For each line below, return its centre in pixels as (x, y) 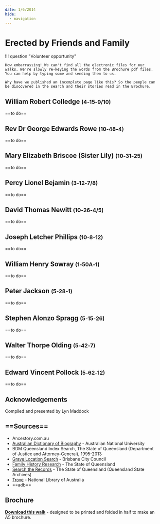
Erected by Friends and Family (67, 43)
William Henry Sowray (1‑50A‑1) (52, 264)
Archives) (22, 474)
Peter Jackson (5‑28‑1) (39, 291)
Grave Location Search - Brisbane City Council (59, 459)
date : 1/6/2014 (20, 10)
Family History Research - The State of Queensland (63, 464)
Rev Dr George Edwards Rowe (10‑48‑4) (64, 129)
